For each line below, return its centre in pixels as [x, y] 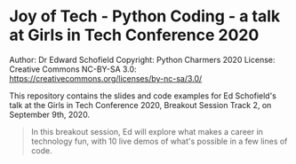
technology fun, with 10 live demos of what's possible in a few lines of [159, 141]
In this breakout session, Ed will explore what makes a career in [147, 131]
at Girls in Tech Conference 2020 [134, 35]
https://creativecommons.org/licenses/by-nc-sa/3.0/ [106, 78]
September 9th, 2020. [50, 114]
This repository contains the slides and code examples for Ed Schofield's [143, 96]
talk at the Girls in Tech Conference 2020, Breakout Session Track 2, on [140, 105]
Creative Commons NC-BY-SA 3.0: [73, 69]
